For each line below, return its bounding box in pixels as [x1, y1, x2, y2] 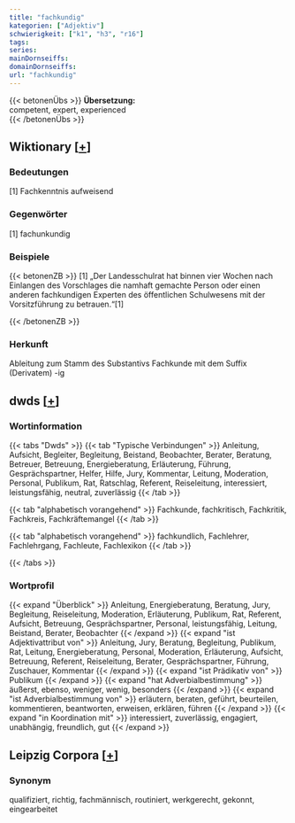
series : [9, 46, 38, 55]
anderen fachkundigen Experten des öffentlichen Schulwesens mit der [9, 290, 266, 300]
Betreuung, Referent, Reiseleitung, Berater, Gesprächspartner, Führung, [9, 656, 269, 667]
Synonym [9, 774, 51, 787]
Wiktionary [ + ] [9, 139, 91, 155]
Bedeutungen [9, 166, 69, 178]
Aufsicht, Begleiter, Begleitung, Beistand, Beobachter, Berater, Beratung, [9, 449, 272, 461]
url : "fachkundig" [9, 71, 77, 80]
